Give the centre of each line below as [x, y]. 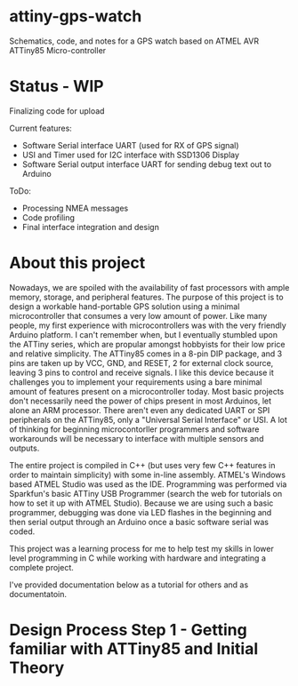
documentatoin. [38, 594]
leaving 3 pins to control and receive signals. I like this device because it [141, 372]
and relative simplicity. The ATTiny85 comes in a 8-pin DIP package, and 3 [146, 354]
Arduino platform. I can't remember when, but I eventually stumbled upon [144, 334]
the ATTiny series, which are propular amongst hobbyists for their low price [147, 344]
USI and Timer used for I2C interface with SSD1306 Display [131, 155]
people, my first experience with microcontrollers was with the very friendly [148, 325]
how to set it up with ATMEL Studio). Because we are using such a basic [141, 503]
